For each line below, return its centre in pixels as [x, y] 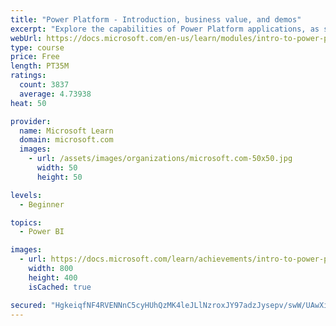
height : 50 [59, 177]
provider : [31, 121]
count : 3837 [44, 85]
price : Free [35, 57]
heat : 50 [28, 103]
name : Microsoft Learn [66, 131]
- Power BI [42, 232]
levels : [26, 195]
